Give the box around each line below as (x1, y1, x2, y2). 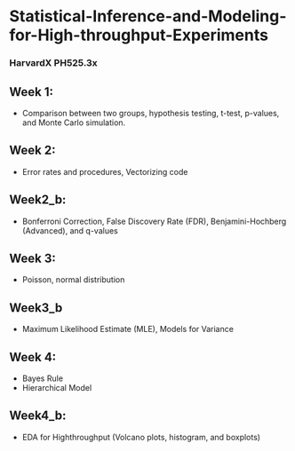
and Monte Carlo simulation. (21, 117, 126, 128)
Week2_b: (9, 193, 67, 208)
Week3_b (9, 300, 63, 315)
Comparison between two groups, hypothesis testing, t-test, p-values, (21, 107, 280, 118)
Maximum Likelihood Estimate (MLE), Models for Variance (21, 324, 234, 335)
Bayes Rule (21, 373, 64, 384)
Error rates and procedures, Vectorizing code (21, 166, 188, 177)
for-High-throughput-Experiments (9, 25, 269, 45)
